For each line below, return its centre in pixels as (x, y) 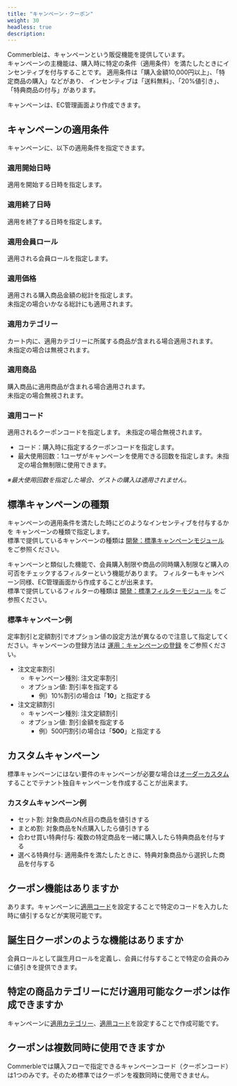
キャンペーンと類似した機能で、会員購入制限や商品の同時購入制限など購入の (118, 564)
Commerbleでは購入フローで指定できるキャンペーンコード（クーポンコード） (118, 1066)
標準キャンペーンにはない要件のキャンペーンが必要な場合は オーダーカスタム (118, 774)
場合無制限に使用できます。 (70, 465)
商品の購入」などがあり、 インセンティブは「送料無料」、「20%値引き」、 (118, 81)
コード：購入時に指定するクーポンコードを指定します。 (98, 447)
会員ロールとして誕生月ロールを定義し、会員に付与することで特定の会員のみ (119, 958)
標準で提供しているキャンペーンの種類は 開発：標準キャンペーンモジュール (116, 540)
